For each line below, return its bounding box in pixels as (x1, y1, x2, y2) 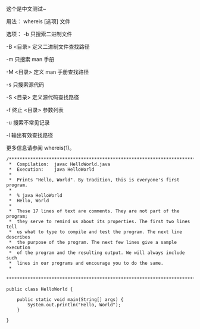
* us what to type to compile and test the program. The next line (8, 229, 183, 235)
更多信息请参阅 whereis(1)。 (6, 145, 75, 151)
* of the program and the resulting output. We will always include (8, 250, 185, 256)
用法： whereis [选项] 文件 (6, 18, 70, 25)
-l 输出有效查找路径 (6, 131, 54, 139)
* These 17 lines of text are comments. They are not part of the (8, 208, 180, 214)
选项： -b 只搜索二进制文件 (6, 30, 73, 37)
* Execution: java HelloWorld (8, 167, 95, 173)
